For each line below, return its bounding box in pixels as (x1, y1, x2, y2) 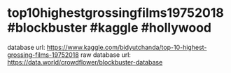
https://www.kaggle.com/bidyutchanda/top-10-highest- (46, 43, 207, 51)
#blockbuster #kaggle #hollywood (7, 20, 212, 36)
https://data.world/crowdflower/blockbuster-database (7, 58, 163, 66)
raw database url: (80, 51, 132, 59)
